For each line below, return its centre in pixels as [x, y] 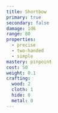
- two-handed [28, 51]
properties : [21, 39]
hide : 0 [21, 95]
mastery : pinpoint [29, 62]
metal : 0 [22, 100]
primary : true [24, 17]
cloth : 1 [22, 90]
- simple [22, 56]
